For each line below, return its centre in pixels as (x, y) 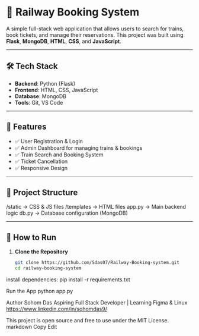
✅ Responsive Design (41, 168)
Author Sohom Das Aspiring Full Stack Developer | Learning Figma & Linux (97, 302)
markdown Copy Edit (32, 326)
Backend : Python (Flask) (45, 83)
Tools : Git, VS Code (39, 102)
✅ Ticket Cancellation (41, 161)
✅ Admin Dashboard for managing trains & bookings (78, 147)
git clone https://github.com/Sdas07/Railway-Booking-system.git (97, 263)
